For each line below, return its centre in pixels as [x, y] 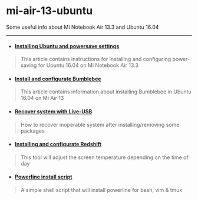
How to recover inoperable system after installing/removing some [100, 124]
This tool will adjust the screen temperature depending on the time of [104, 157]
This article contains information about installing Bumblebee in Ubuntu [106, 92]
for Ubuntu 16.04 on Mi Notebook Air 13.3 [88, 65]
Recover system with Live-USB [53, 111]
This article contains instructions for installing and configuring [96, 59]
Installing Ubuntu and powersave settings [67, 46]
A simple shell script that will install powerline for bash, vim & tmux [101, 190]
